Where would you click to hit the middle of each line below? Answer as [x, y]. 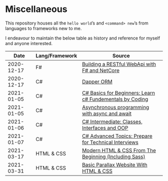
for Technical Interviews [110, 142]
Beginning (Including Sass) [113, 156]
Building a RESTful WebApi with [119, 64]
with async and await [106, 113]
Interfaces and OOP [105, 127]
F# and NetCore [101, 70]
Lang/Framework [56, 55]
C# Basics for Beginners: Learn [118, 92]
